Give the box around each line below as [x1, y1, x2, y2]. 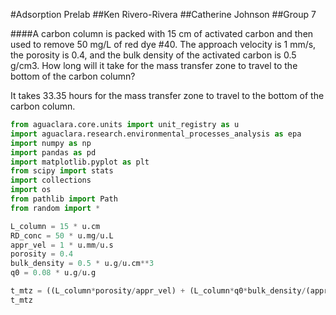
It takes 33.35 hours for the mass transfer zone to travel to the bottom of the [10, 90, 325, 101]
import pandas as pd [10, 147, 97, 158]
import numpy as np [10, 138, 92, 148]
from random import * [10, 203, 101, 213]
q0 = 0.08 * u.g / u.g [10, 268, 97, 278]
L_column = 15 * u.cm [10, 221, 101, 231]
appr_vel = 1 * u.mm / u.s [10, 240, 114, 250]
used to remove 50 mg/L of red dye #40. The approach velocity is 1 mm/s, [10, 39, 317, 50]
